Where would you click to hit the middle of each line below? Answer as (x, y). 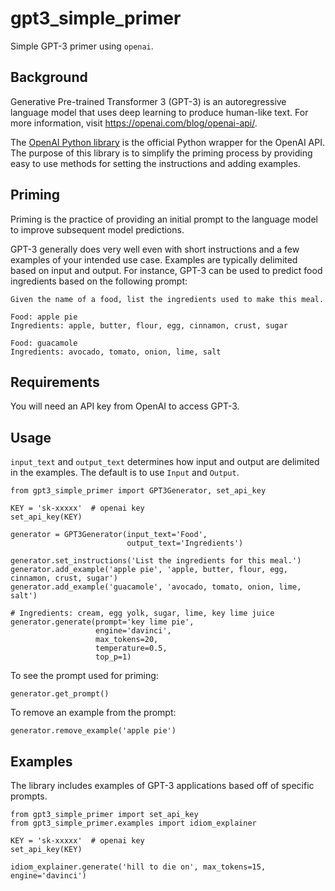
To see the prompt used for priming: (84, 676)
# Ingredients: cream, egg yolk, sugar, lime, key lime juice (142, 613)
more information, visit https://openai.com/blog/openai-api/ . (134, 123)
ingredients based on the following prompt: (99, 281)
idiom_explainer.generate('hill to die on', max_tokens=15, (138, 867)
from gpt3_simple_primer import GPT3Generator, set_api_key (138, 491)
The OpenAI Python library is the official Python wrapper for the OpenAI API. (167, 142)
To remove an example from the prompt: (93, 713)
